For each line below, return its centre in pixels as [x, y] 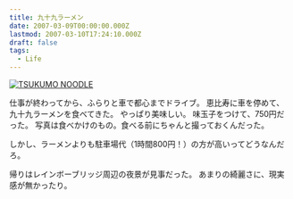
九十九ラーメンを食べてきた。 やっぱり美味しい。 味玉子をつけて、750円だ [147, 114]
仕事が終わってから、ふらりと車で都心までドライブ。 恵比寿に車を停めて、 [147, 103]
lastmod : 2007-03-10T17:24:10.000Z [75, 34]
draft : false [33, 42]
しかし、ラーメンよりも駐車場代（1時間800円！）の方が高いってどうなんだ [147, 144]
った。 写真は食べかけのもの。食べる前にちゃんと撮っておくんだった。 [139, 125]
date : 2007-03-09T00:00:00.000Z [69, 26]
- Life [29, 59]
